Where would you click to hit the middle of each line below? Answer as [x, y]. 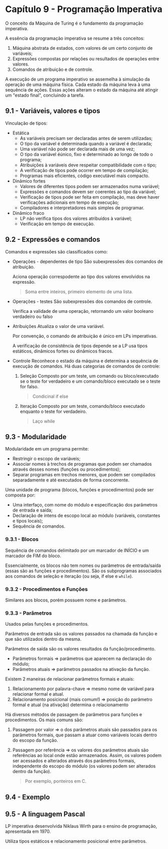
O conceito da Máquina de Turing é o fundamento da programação [74, 23]
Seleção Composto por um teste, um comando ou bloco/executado [89, 376]
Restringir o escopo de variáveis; [46, 459]
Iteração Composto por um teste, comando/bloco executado [82, 406]
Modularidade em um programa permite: [47, 449]
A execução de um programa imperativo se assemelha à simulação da [78, 79]
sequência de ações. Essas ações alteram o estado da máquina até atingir [82, 90]
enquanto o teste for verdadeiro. [53, 411]
